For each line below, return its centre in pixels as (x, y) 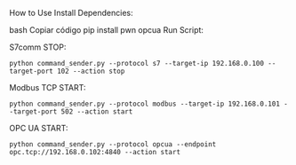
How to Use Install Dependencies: (71, 13)
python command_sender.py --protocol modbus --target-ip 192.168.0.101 (144, 104)
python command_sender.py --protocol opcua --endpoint (113, 145)
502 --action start (97, 112)
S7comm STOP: (38, 47)
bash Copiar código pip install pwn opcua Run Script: (107, 30)
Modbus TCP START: (48, 87)
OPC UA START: (39, 128)
